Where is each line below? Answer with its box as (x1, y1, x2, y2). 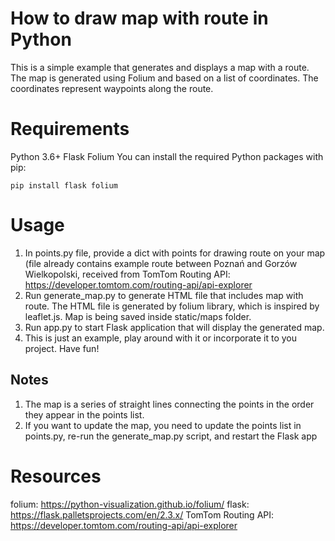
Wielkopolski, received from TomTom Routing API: (24, 268, 231, 280)
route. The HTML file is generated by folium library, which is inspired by (24, 300, 320, 312)
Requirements (10, 118, 130, 141)
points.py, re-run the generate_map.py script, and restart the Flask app (24, 430, 318, 442)
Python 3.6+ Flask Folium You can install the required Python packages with (10, 150, 324, 162)
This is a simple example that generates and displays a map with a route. (10, 61, 310, 73)
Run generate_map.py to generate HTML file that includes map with (24, 289, 304, 301)
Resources (10, 465, 102, 487)
